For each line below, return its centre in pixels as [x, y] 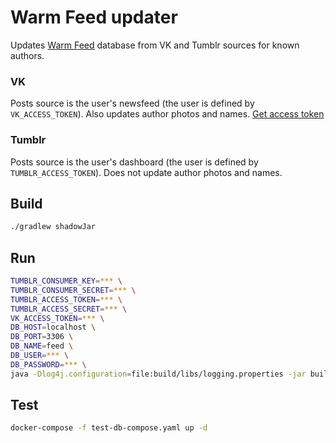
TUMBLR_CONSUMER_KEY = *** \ [66, 281]
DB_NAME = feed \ [42, 346]
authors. [27, 55]
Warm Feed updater [94, 17]
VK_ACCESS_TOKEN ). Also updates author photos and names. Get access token [167, 114]
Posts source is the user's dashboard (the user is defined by [134, 162]
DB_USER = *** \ [40, 356]
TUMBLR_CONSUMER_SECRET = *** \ [73, 290]
